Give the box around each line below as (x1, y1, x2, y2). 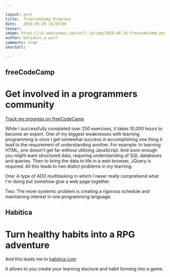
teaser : (5, 26, 22, 31)
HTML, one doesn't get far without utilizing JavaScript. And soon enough (5, 147, 158, 153)
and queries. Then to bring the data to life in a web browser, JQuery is (5, 158, 151, 164)
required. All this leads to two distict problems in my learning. (5, 163, 133, 170)
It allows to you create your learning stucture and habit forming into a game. (5, 266, 163, 272)
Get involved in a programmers (5, 88, 138, 100)
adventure (5, 239, 50, 251)
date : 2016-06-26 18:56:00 (5, 21, 67, 26)
